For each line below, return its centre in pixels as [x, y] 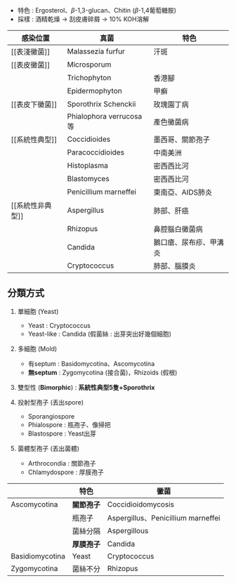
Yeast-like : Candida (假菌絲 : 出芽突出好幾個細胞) [100, 334]
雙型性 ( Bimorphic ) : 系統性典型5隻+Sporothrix [86, 387]
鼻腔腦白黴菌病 [178, 229]
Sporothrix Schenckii [101, 104]
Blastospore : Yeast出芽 [62, 433]
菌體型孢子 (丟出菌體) [48, 448]
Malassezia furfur [96, 51]
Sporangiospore [51, 416]
